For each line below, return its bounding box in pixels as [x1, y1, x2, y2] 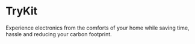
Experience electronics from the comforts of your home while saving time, [5, 24, 190, 31]
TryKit [5, 4, 38, 18]
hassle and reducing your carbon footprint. [5, 30, 112, 37]
